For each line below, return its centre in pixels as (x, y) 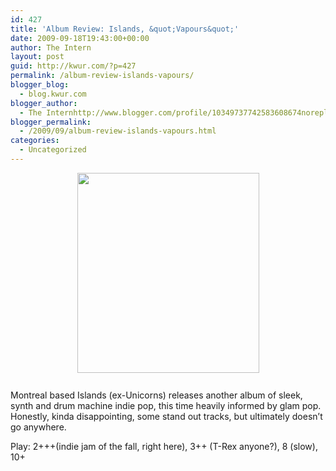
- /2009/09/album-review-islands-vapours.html (118, 131)
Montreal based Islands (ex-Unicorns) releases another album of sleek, (156, 395)
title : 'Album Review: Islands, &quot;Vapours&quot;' (125, 29)
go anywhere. (38, 427)
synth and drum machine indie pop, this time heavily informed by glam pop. (166, 405)
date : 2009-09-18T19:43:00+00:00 (80, 38)
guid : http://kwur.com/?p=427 (73, 66)
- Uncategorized (53, 150)
